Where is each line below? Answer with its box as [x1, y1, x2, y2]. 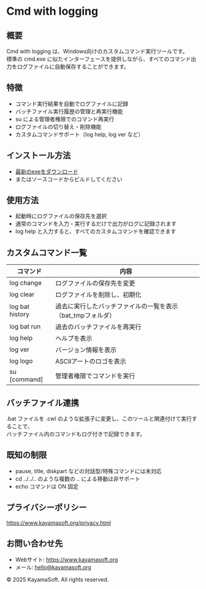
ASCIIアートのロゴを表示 [55, 357, 127, 366]
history [9, 310, 29, 319]
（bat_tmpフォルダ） [55, 311, 116, 320]
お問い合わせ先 [6, 538, 63, 549]
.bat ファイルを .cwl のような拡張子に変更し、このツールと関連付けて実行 [6, 415, 192, 422]
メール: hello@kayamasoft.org [15, 563, 92, 571]
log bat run [9, 322, 41, 331]
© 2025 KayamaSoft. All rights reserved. [6, 576, 109, 583]
